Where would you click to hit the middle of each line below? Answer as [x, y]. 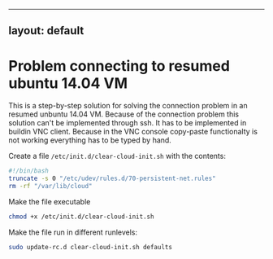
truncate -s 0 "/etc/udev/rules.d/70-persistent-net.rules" [113, 179]
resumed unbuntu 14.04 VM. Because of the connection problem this [124, 114]
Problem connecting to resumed [119, 66]
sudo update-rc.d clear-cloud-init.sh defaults [91, 247]
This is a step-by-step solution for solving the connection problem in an [128, 106]
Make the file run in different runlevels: [73, 232]
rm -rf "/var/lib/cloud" [50, 187]
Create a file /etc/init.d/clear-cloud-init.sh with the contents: [117, 156]
